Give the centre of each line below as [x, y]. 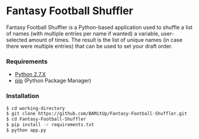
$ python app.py [26, 130]
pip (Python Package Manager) [53, 80]
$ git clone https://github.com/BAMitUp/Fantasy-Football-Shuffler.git [97, 114]
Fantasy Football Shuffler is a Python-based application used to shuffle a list [99, 27]
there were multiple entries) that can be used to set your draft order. [89, 46]
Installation [23, 96]
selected [17, 40]
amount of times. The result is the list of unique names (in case [106, 40]
